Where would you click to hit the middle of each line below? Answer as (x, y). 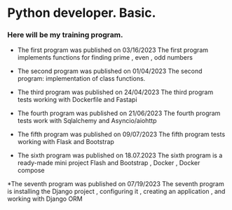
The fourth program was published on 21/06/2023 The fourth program (119, 113)
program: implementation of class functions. (81, 79)
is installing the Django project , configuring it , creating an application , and (116, 192)
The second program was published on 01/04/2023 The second (110, 71)
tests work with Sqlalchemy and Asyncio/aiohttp (87, 121)
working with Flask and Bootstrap (66, 142)
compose (31, 171)
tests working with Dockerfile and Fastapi (77, 100)
